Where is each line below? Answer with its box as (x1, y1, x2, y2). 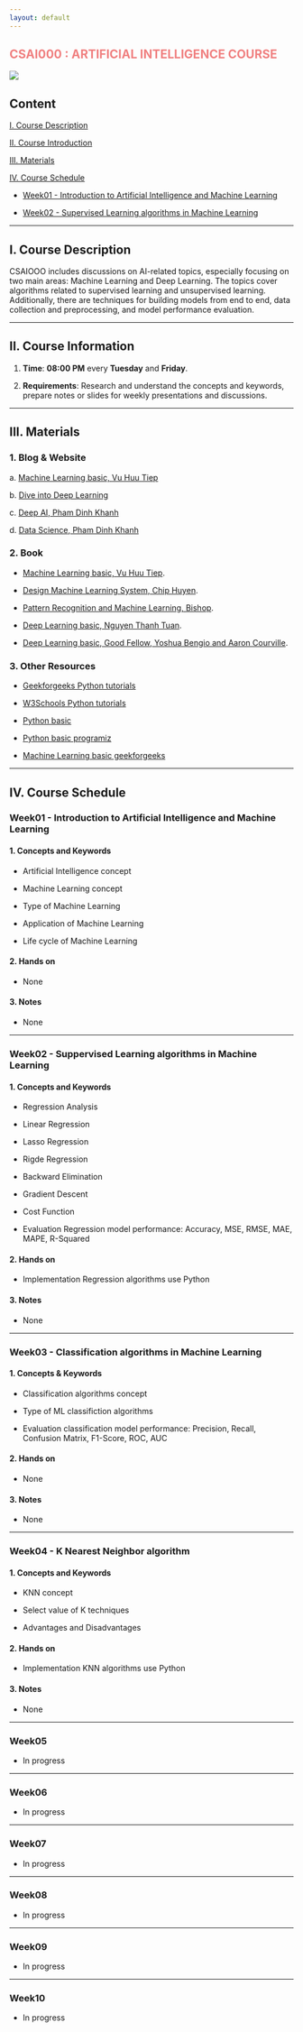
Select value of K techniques (22, 1604, 130, 1615)
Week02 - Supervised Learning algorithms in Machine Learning (22, 207, 259, 218)
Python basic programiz (22, 732, 112, 744)
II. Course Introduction (9, 137, 93, 149)
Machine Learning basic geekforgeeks (22, 750, 166, 761)
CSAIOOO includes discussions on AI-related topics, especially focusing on (9, 266, 289, 277)
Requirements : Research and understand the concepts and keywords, (22, 380, 285, 391)
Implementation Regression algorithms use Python (22, 1273, 210, 1285)
